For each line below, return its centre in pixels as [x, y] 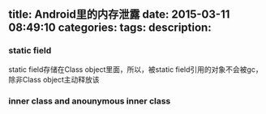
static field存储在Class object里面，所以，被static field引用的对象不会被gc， [135, 69]
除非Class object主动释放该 [54, 79]
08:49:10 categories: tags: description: [110, 28]
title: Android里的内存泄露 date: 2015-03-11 [119, 15]
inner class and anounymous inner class [90, 101]
